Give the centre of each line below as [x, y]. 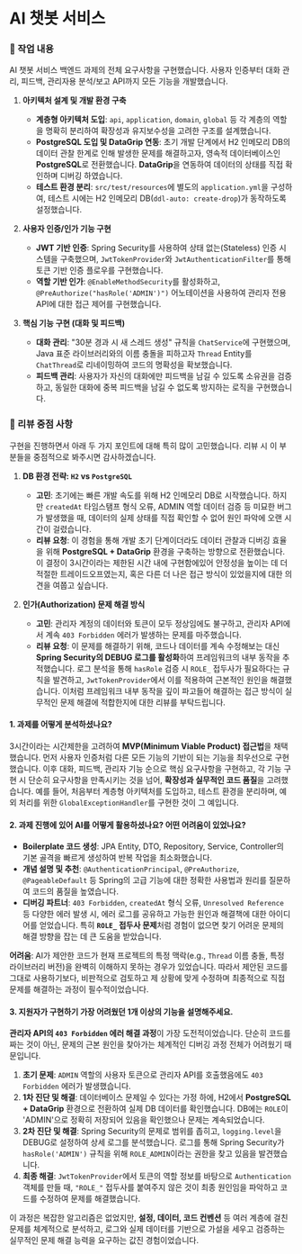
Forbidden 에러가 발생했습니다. [77, 1087]
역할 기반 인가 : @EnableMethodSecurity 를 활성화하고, [128, 282]
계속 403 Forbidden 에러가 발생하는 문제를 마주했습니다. [144, 635]
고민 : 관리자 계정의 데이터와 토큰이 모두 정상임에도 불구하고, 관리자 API [159, 623]
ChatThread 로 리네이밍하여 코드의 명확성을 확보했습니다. [134, 365]
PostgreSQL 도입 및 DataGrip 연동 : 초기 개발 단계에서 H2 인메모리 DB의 [163, 142]
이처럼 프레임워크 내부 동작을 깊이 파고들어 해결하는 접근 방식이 [173, 690]
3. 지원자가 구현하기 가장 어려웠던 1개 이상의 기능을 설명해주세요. [121, 1011]
